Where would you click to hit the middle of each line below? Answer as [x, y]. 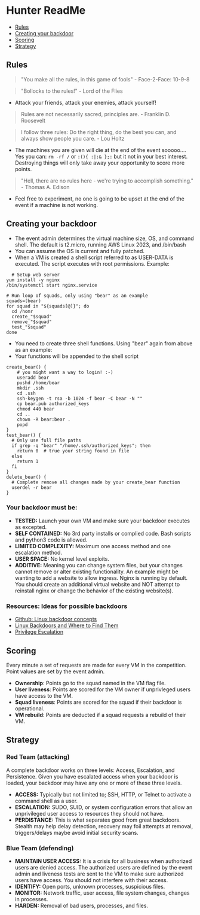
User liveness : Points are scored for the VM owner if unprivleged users [103, 689]
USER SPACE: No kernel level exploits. [62, 559]
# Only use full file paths [47, 440]
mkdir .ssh [30, 388]
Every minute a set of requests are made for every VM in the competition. [96, 665]
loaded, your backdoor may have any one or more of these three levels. [94, 783]
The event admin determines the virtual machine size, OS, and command [104, 238]
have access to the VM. [44, 695]
